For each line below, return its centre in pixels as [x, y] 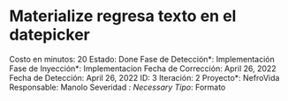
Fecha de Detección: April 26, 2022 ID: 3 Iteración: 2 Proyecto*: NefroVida [144, 77]
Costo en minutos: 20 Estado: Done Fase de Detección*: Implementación [142, 59]
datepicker [49, 35]
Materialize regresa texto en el [123, 16]
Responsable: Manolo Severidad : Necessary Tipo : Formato [117, 87]
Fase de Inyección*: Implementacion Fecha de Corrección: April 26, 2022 [143, 69]
